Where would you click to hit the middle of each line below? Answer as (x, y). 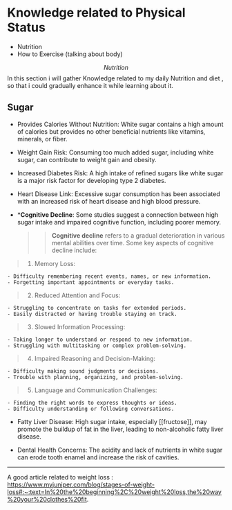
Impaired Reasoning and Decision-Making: (95, 358)
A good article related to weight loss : (60, 477)
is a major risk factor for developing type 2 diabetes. (91, 180)
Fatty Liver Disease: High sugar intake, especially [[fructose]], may (112, 421)
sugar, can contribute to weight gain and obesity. (87, 159)
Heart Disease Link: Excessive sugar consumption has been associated (119, 194)
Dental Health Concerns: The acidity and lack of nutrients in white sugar (120, 450)
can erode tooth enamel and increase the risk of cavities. (98, 457)
